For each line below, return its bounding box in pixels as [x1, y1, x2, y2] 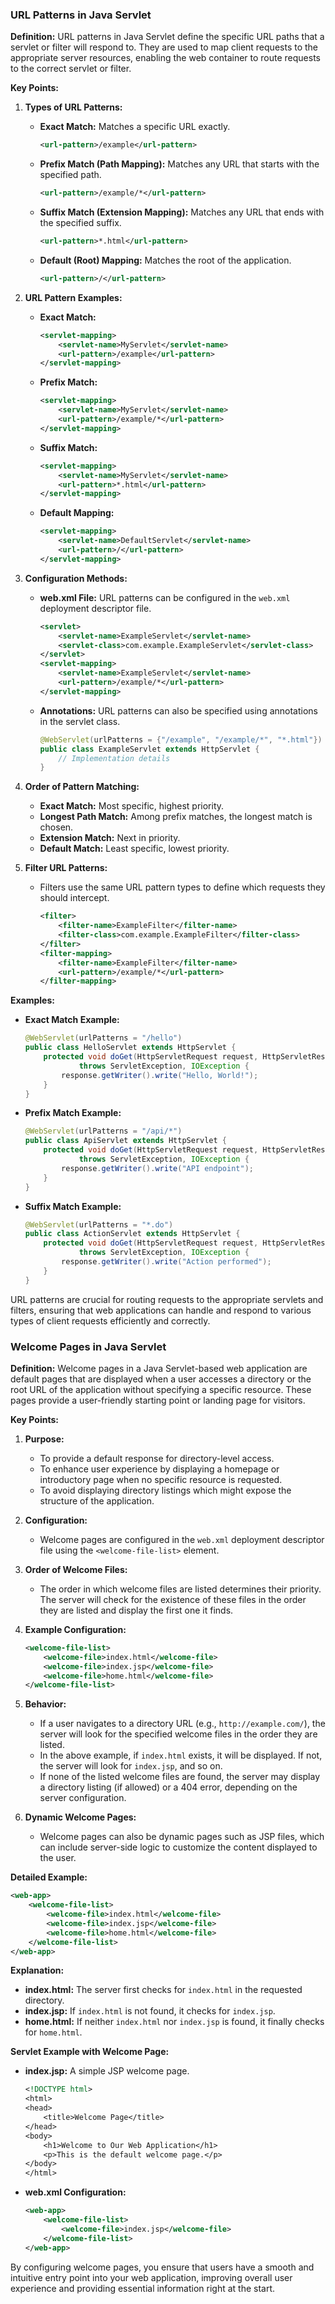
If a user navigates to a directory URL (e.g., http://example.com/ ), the [39, 1718, 326, 1730]
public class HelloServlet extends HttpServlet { [24, 1043, 237, 1053]
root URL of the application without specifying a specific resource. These [10, 1383, 312, 1395]
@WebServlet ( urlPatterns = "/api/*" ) [24, 1126, 183, 1137]
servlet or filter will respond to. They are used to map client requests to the [10, 41, 319, 53]
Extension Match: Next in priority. [39, 832, 181, 844]
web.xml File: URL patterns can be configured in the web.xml [39, 591, 291, 603]
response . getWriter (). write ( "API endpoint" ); [61, 1163, 254, 1173]
